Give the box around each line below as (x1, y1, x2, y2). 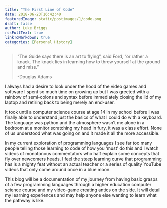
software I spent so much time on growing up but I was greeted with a (5, 88, 149, 95)
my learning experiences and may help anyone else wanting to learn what (5, 192, 157, 198)
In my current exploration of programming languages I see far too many (5, 140, 152, 146)
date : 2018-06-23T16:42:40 (5, 12, 61, 17)
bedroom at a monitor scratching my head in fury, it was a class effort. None (5, 125, 162, 131)
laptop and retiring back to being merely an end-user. (5, 99, 115, 105)
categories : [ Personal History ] (5, 40, 72, 45)
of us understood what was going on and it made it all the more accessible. (5, 130, 160, 136)
